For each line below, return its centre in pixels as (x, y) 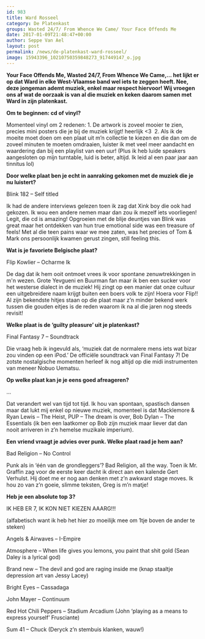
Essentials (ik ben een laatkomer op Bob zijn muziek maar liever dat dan (97, 423)
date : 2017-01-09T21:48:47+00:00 (49, 35)
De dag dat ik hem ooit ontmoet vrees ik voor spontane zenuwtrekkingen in (101, 274)
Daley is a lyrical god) (34, 557)
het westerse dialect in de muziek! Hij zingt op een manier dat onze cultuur (101, 287)
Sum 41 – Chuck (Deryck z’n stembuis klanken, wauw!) (75, 629)
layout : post (23, 47)
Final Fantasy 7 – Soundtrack (43, 337)
